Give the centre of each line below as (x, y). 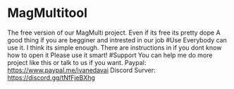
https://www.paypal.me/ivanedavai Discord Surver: (81, 70)
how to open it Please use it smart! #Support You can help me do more (110, 55)
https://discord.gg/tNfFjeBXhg (51, 77)
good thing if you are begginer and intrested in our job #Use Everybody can (117, 40)
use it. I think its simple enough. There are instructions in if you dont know (115, 47)
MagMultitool (48, 13)
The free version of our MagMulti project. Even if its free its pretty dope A (114, 32)
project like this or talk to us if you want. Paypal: (77, 62)
